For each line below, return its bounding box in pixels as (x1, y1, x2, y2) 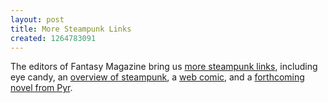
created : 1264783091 (10, 33, 97, 43)
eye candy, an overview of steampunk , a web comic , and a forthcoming (10, 71, 305, 83)
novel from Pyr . (10, 82, 73, 94)
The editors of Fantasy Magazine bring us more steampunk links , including (10, 61, 318, 73)
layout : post (10, 14, 65, 25)
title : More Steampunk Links (10, 24, 132, 34)
